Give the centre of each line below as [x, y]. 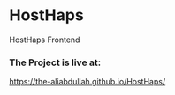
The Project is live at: [55, 62]
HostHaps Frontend [45, 40]
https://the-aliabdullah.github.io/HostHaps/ [87, 82]
